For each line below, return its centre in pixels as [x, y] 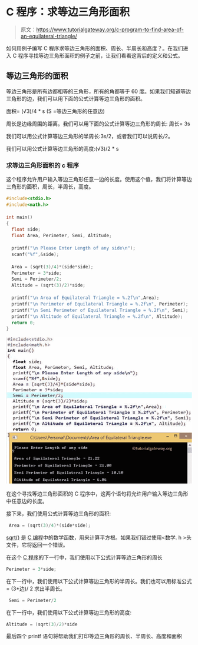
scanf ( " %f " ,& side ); [35, 254]
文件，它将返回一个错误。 [37, 544]
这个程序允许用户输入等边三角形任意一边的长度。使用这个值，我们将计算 [94, 179]
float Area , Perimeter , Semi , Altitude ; [62, 236]
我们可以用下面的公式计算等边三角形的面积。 [91, 98]
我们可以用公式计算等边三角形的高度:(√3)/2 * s [62, 148]
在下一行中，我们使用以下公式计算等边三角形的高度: [69, 612]
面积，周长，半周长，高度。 [60, 187]
